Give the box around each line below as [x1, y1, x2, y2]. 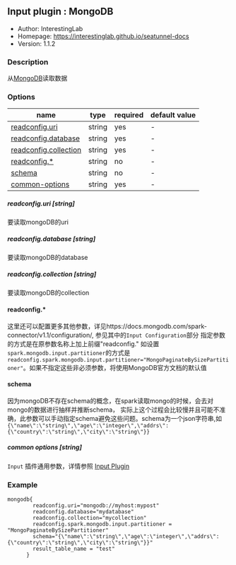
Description [7, 56, 49, 66]
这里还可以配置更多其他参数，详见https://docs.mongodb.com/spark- [7, 321, 207, 331]
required [114, 110, 144, 120]
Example [7, 480, 38, 489]
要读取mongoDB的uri [7, 218, 69, 227]
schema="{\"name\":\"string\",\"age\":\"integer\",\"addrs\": [33, 533, 220, 540]
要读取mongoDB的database [7, 254, 88, 262]
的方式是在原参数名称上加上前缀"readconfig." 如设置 [7, 339, 160, 348]
